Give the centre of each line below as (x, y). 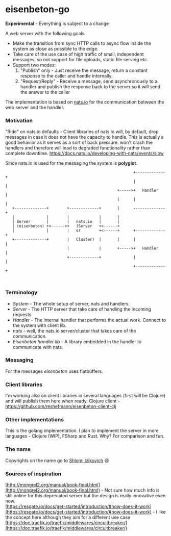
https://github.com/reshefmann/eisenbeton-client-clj (61, 406)
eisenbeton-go (38, 9)
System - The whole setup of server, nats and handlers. (71, 303)
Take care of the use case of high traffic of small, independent (78, 54)
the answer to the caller (45, 92)
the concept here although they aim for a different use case (68, 517)
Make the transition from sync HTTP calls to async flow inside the (82, 43)
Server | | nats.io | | (68, 222)
